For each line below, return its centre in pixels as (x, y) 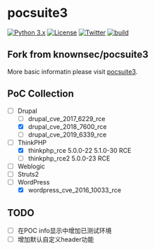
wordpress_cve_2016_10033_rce (75, 190)
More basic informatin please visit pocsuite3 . (73, 71)
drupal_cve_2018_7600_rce (67, 126)
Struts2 (28, 175)
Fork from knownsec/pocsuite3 (78, 55)
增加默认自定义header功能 (56, 239)
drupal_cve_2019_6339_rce (67, 135)
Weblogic (31, 166)
